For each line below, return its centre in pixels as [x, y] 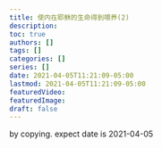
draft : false [34, 109]
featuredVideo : [38, 92]
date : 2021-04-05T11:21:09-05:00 [72, 76]
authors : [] [31, 42]
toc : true [28, 34]
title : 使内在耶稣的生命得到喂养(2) [69, 17]
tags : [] [26, 51]
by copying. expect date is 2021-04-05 [81, 134]
